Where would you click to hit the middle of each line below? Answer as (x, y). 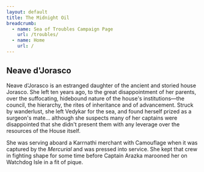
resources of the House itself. (44, 131)
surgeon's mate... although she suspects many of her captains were (92, 118)
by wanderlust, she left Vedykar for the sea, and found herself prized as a (99, 111)
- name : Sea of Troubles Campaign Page (63, 29)
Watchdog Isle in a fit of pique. (45, 162)
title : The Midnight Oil (38, 18)
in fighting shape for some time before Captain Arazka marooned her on (97, 156)
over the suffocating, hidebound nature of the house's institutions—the (96, 98)
